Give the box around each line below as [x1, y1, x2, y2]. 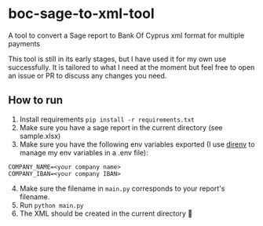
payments [8, 38, 41, 48]
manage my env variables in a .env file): [19, 148, 148, 157]
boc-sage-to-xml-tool [8, 5, 155, 23]
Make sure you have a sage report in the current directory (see [19, 122, 223, 132]
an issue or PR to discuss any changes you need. [8, 71, 167, 80]
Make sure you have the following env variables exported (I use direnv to [19, 139, 255, 149]
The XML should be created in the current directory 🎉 [19, 209, 193, 218]
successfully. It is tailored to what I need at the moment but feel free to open [8, 62, 255, 71]
